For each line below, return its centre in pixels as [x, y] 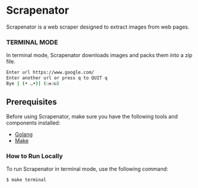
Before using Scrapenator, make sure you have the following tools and [92, 116]
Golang [23, 134]
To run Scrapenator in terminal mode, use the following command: [87, 169]
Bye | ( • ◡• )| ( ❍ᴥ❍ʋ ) [33, 83]
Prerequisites [32, 102]
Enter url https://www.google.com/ [50, 73]
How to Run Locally [34, 156]
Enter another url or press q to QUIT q [57, 78]
